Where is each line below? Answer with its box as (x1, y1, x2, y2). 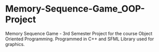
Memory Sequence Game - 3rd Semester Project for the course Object (5, 30, 152, 36)
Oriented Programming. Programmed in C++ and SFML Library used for (5, 36, 154, 42)
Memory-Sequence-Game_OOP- (5, 3, 145, 15)
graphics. (5, 41, 25, 47)
